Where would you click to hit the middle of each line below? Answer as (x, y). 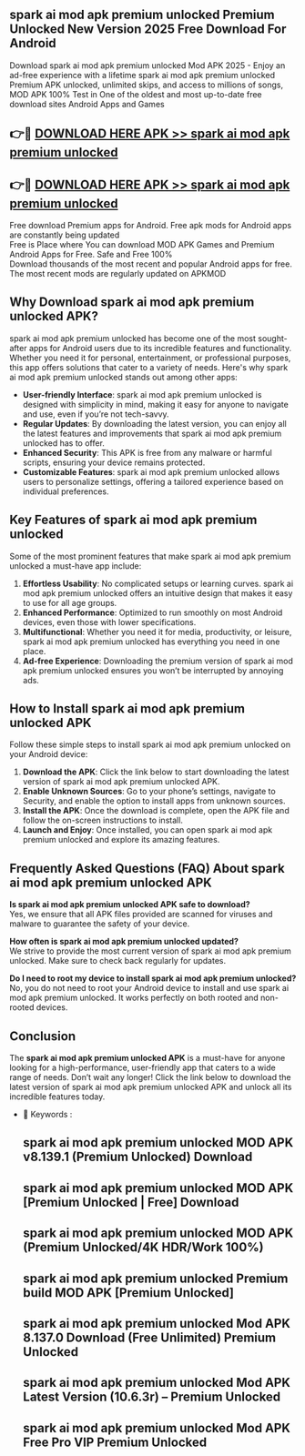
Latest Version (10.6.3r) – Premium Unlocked (152, 1397)
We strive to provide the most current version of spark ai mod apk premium (150, 951)
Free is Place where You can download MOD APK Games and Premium (142, 245)
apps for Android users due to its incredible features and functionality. (160, 348)
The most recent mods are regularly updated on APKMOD (118, 274)
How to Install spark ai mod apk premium (127, 709)
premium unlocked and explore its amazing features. (121, 840)
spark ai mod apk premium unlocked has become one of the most (133, 338)
